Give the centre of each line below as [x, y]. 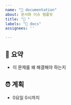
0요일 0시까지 [26, 97]
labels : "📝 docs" [23, 24]
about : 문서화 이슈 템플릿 [29, 14]
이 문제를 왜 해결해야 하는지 [39, 67]
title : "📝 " [17, 19]
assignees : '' [20, 28]
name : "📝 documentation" [31, 10]
